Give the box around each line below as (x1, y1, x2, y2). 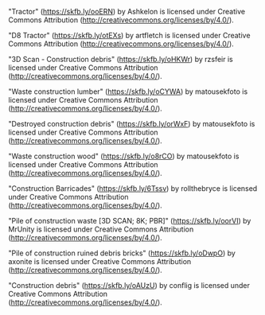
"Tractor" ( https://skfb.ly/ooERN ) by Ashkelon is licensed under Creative (8, 7, 245, 16)
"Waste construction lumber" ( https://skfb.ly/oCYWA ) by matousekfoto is (8, 87, 248, 96)
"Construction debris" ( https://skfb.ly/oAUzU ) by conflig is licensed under (8, 281, 251, 290)
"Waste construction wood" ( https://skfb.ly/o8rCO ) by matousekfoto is (8, 151, 240, 161)
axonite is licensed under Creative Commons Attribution (8, 257, 192, 266)
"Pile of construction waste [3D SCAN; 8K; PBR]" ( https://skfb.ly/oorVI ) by (8, 216, 251, 225)
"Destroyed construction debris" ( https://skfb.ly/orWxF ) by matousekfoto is (8, 119, 255, 128)
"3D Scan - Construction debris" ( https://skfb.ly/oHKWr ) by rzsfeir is (8, 55, 233, 64)
